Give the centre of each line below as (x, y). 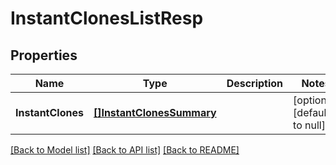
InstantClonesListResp (107, 18)
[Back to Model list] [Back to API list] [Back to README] (125, 150)
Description (255, 83)
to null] (309, 125)
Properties (44, 55)
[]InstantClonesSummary (155, 112)
